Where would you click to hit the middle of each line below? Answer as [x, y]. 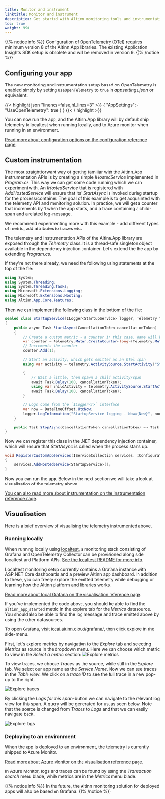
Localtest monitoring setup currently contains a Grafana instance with [76, 569]
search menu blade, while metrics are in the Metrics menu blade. [71, 776]
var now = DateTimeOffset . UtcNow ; [58, 409]
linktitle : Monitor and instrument [41, 14]
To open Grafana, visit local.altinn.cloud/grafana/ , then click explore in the [80, 629]
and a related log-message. [44, 214]
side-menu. [17, 634]
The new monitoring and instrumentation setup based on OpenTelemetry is [81, 85]
